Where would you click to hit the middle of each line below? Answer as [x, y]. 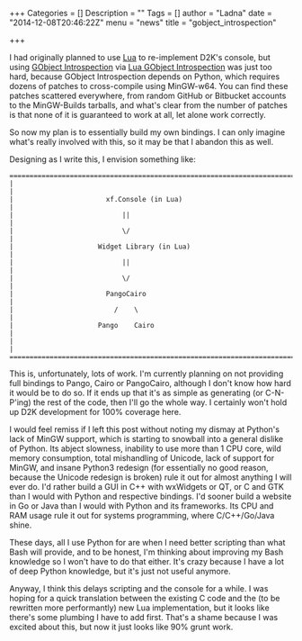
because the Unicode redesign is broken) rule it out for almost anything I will [151, 477]
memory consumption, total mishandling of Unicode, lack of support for [142, 458]
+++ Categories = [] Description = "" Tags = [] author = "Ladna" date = [141, 13]
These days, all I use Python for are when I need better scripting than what [147, 542]
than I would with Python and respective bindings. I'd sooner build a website [151, 496]
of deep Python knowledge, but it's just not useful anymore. [120, 571]
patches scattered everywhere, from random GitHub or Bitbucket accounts [148, 95]
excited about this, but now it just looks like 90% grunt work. [121, 627]
